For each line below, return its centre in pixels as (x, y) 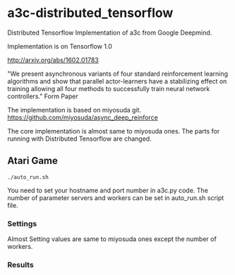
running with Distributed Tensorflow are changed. (79, 139)
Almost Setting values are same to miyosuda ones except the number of (112, 239)
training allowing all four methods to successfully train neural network (109, 88)
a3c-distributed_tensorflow (90, 13)
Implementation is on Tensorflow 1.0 (60, 46)
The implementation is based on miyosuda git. (74, 110)
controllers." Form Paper (43, 96)
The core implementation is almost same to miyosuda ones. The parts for (114, 131)
